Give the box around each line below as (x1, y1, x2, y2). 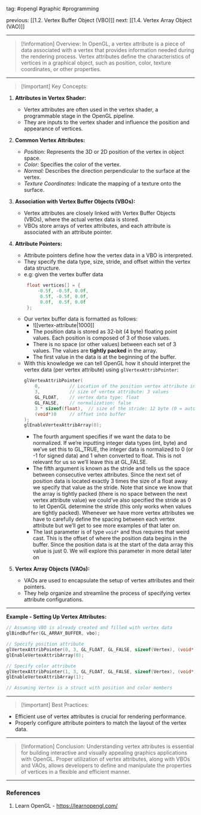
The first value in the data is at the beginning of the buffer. (32, 353, 176, 361)
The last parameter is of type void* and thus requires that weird (32, 529, 190, 536)
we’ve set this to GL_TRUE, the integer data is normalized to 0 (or (32, 445, 193, 453)
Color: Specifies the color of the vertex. (23, 161, 121, 168)
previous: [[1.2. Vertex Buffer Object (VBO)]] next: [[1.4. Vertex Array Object (6, 17, 192, 23)
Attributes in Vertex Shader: (14, 94, 87, 101)
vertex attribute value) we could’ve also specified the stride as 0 (32, 496, 191, 504)
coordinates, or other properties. (20, 66, 102, 72)
